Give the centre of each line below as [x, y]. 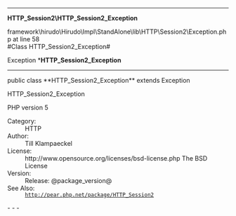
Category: [22, 121]
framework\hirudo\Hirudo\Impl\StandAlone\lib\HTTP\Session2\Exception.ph [117, 32]
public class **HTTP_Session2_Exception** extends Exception [99, 80]
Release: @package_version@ [68, 181]
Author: [18, 136]
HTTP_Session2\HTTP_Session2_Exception [73, 18]
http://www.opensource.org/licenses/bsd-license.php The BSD [116, 158]
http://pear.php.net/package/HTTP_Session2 [90, 195]
